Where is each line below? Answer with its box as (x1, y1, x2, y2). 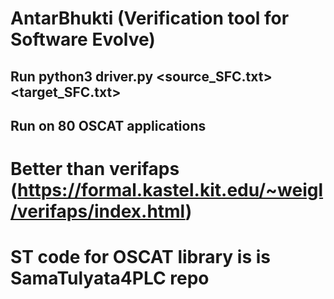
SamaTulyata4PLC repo (10, 267, 210, 290)
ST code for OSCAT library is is (10, 246, 271, 269)
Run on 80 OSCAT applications (10, 117, 207, 134)
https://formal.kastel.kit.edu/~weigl (17, 179, 324, 202)
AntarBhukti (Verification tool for (10, 7, 290, 30)
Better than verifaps (10, 158, 180, 181)
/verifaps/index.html (10, 200, 186, 223)
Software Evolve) (10, 28, 156, 51)
